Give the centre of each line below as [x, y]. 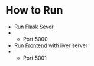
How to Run [34, 10]
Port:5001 [35, 58]
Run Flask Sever [34, 27]
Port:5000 [35, 39]
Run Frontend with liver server [51, 45]
